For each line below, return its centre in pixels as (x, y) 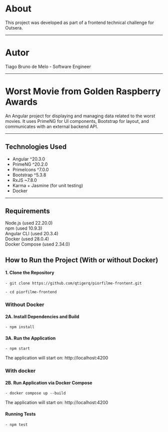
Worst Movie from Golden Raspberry (83, 92)
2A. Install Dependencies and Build (42, 316)
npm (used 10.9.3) (24, 228)
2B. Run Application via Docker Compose (49, 383)
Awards (21, 102)
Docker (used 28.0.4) (27, 239)
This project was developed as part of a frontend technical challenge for (79, 22)
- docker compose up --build (35, 393)
